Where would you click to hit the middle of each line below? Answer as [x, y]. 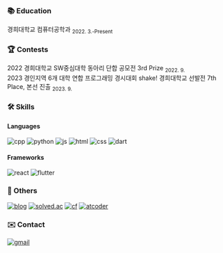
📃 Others [23, 191]
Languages [24, 126]
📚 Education [30, 10]
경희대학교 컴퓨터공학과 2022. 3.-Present [60, 30]
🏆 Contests [28, 49]
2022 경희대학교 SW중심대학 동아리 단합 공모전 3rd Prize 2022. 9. [96, 69]
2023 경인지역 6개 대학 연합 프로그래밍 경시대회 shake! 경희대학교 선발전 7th [112, 78]
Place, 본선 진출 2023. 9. [40, 88]
